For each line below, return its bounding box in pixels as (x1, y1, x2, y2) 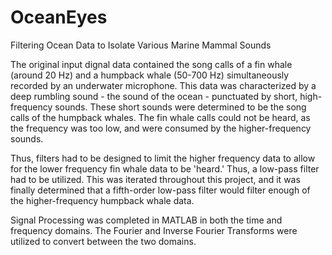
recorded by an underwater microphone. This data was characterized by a (10, 79, 317, 91)
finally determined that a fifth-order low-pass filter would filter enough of (10, 184, 311, 196)
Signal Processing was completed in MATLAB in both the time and (10, 214, 283, 226)
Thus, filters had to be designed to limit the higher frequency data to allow (10, 152, 316, 164)
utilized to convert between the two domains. (10, 235, 197, 247)
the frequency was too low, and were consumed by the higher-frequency (10, 122, 312, 134)
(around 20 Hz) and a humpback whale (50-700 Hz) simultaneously (10, 69, 290, 81)
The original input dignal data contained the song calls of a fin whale (10, 58, 293, 70)
